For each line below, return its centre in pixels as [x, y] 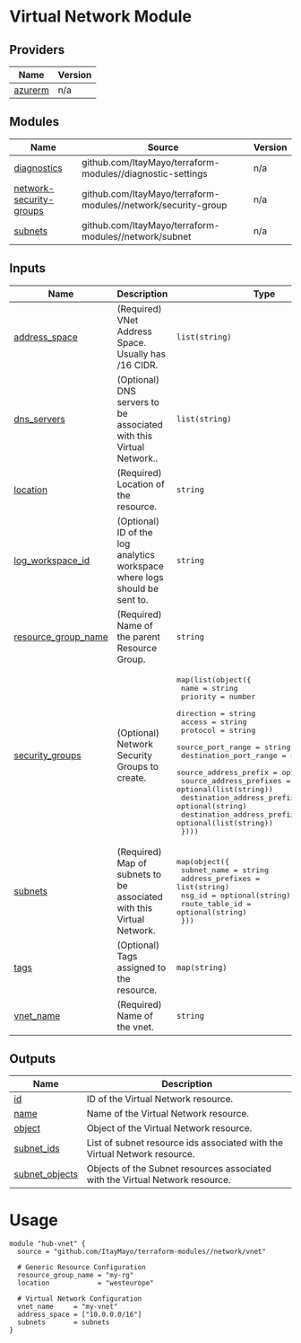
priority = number [218, 697]
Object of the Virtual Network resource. [169, 1128]
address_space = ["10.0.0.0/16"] [80, 1315]
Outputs [33, 1059]
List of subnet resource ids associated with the [185, 1143]
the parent [139, 637]
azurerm [31, 90]
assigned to [142, 967]
